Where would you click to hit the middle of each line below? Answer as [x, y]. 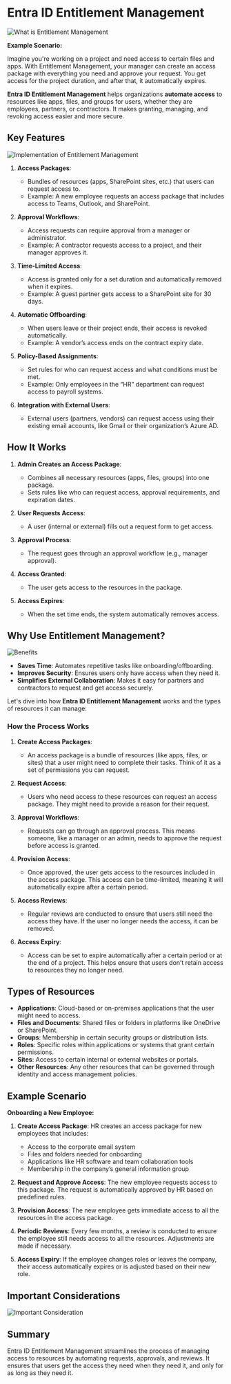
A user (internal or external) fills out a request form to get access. [120, 526]
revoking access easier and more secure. [66, 116]
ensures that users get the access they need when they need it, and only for [115, 1365]
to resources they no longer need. [76, 970]
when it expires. [50, 286]
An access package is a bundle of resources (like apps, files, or [118, 755]
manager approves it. [58, 252]
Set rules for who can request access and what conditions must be [122, 369]
